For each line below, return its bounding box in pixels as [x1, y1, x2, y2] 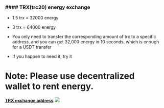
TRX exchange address [5, 98, 54, 104]
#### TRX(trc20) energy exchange [5, 4, 91, 11]
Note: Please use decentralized [5, 71, 135, 82]
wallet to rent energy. [5, 81, 94, 92]
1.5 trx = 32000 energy [12, 15, 59, 21]
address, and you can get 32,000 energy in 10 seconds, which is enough [12, 39, 159, 45]
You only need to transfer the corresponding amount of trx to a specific [12, 34, 156, 40]
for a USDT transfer [12, 44, 52, 50]
